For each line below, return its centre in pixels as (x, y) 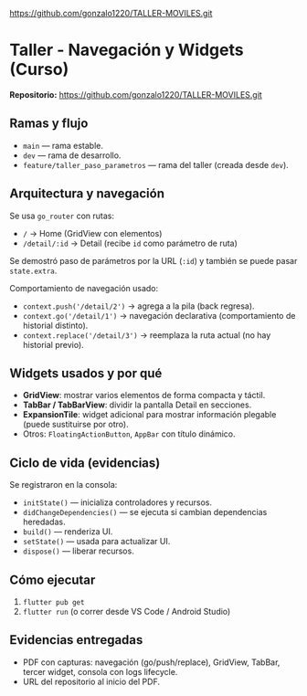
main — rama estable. (63, 145)
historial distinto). (55, 325)
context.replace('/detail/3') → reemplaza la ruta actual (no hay (147, 335)
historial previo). (53, 344)
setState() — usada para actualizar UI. (96, 542)
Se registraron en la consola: (64, 485)
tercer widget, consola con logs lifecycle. (100, 671)
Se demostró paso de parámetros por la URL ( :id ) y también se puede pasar (153, 260)
